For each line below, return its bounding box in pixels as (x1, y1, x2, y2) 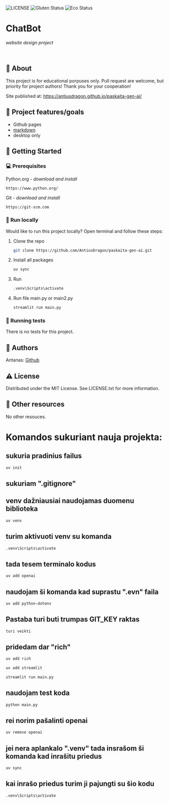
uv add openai (6, 574, 36, 579)
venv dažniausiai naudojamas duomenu (6, 497, 134, 505)
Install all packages (13, 257, 54, 263)
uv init (6, 465, 22, 470)
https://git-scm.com (6, 204, 50, 210)
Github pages (13, 121, 42, 127)
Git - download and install (6, 195, 60, 201)
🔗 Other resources (6, 400, 65, 409)
